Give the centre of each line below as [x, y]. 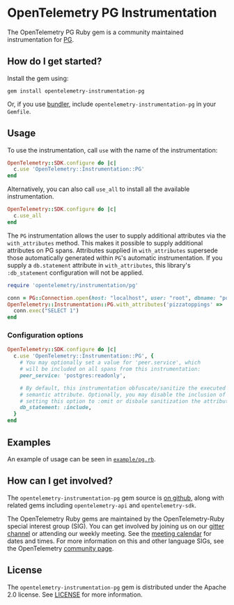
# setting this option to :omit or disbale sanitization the [110, 401]
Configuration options [45, 335]
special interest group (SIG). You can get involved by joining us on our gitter [116, 526]
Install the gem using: [38, 78]
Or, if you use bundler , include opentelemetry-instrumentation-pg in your [112, 104]
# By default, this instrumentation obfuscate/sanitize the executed [123, 388]
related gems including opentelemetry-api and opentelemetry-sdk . [102, 505]
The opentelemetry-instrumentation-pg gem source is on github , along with [116, 498]
